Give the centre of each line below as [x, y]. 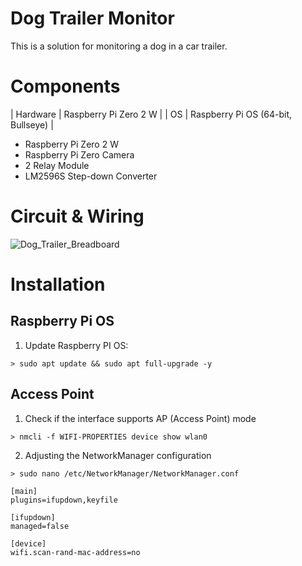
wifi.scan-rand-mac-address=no [75, 552]
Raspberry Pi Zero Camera [79, 154]
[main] [24, 491]
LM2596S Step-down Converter [91, 176]
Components [65, 86]
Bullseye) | [32, 124]
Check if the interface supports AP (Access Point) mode [140, 418]
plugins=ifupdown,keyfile [64, 500]
